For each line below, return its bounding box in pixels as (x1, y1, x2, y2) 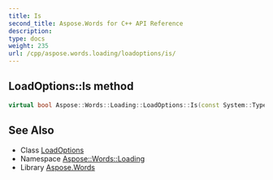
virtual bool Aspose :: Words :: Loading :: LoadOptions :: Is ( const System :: (8, 101, 253, 109)
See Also (8, 123, 54, 138)
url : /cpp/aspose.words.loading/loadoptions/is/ (8, 49, 176, 58)
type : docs (8, 34, 45, 43)
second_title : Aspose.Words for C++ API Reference (8, 19, 184, 28)
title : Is (8, 11, 42, 20)
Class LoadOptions (19, 145, 84, 155)
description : (8, 27, 53, 35)
